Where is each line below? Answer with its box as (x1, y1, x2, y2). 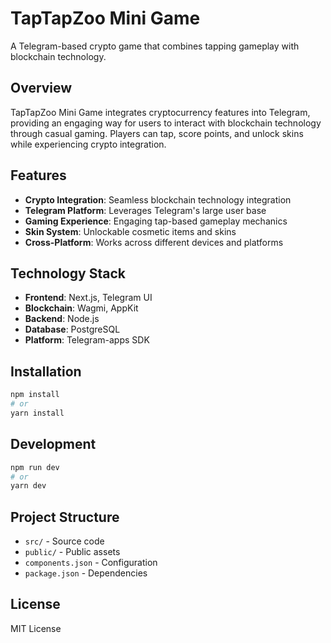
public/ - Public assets (24, 546, 121, 558)
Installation (10, 363, 82, 380)
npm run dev (10, 462, 60, 472)
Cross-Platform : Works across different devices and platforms (24, 236, 284, 248)
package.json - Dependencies (24, 567, 148, 579)
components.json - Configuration (24, 557, 158, 569)
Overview (10, 80, 73, 97)
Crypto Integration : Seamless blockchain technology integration (24, 193, 292, 206)
